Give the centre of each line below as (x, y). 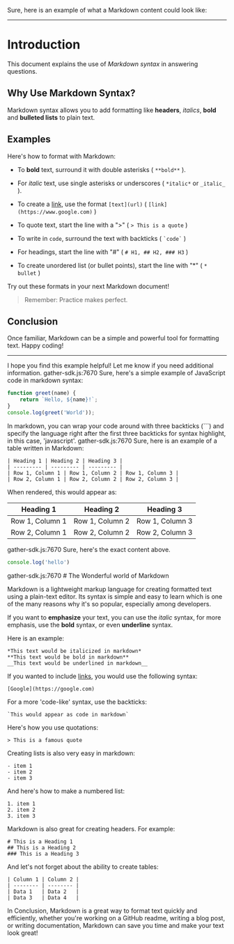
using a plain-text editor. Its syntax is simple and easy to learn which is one (115, 596)
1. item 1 (22, 803)
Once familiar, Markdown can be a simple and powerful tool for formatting (113, 338)
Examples (29, 140)
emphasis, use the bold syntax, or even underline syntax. (90, 624)
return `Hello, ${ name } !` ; (59, 400)
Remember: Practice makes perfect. (76, 299)
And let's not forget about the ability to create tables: (83, 867)
